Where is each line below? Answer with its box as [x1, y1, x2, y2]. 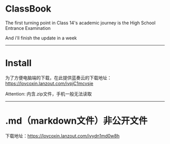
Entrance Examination [5, 25, 51, 31]
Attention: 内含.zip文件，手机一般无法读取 [5, 90, 92, 97]
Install [5, 58, 32, 69]
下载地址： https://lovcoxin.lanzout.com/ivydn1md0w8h [5, 132, 120, 139]
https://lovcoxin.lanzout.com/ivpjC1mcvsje [5, 80, 94, 86]
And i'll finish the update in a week [5, 35, 77, 41]
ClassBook [5, 3, 52, 15]
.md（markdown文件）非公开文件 [5, 115, 148, 127]
